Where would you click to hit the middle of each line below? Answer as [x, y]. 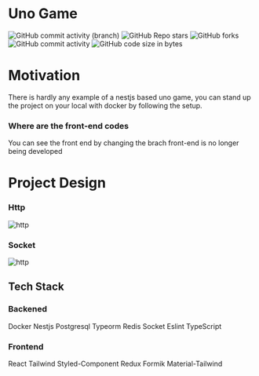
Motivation [44, 76]
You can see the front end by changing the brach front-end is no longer [124, 143]
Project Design [57, 183]
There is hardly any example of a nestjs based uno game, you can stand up [129, 97]
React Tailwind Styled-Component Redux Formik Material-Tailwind [115, 363]
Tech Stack [36, 287]
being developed [35, 151]
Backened [28, 309]
